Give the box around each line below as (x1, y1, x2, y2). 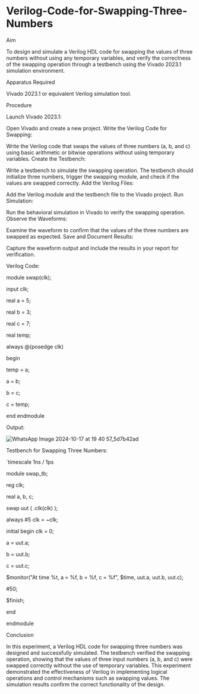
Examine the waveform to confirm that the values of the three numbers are (6, 226, 189, 233)
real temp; (6, 332, 31, 339)
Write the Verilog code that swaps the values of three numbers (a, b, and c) (6, 142, 191, 149)
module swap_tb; (6, 470, 49, 477)
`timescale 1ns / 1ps (6, 458, 54, 465)
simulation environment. (6, 67, 65, 74)
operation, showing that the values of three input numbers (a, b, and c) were (6, 655, 193, 662)
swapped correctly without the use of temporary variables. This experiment (6, 662, 191, 669)
